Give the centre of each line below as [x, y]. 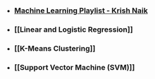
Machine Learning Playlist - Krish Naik [81, 11]
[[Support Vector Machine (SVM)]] [74, 67]
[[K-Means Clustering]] [55, 48]
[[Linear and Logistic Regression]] [73, 29]
